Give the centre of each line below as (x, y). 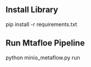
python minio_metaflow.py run (43, 57)
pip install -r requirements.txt (41, 24)
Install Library (32, 10)
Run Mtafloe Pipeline (45, 43)
